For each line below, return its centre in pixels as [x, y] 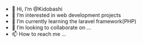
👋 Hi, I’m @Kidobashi [37, 9]
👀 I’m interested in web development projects [66, 15]
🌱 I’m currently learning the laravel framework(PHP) [74, 21]
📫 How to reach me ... [39, 34]
